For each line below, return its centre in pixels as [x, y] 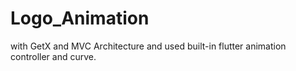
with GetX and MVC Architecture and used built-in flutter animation [148, 46]
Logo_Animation [80, 18]
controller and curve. [53, 56]
